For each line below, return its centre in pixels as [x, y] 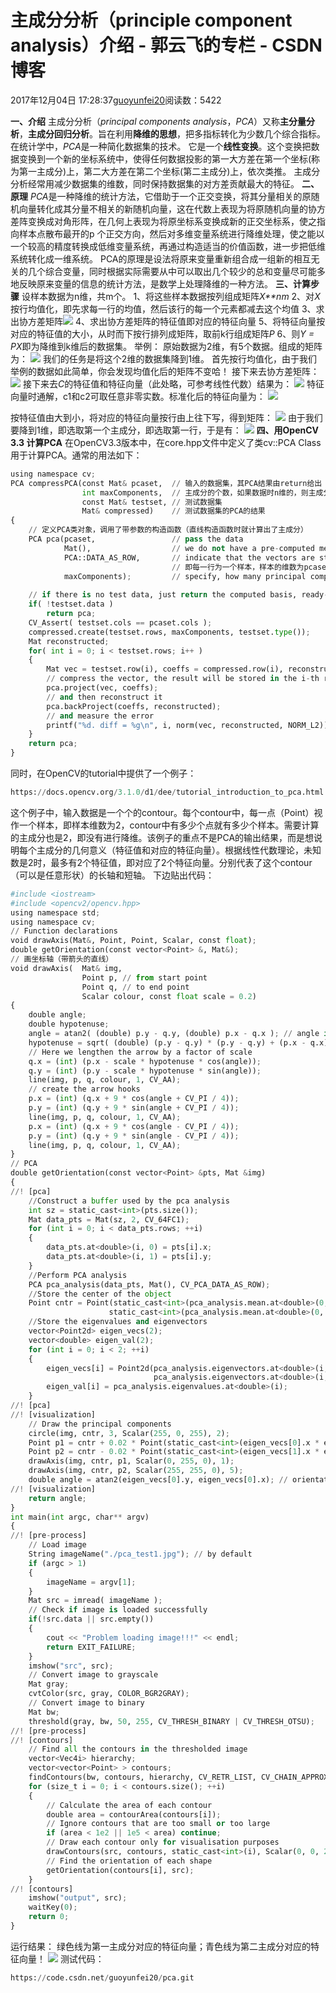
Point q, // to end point [135, 987]
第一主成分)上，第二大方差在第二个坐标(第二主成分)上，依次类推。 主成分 [169, 171]
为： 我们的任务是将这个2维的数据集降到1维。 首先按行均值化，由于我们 [164, 358]
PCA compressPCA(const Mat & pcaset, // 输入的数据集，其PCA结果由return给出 [166, 483]
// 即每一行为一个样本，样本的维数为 [238, 567]
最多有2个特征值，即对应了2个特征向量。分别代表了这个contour [181, 862]
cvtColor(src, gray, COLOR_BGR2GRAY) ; [109, 1694]
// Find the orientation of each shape [129, 1861]
